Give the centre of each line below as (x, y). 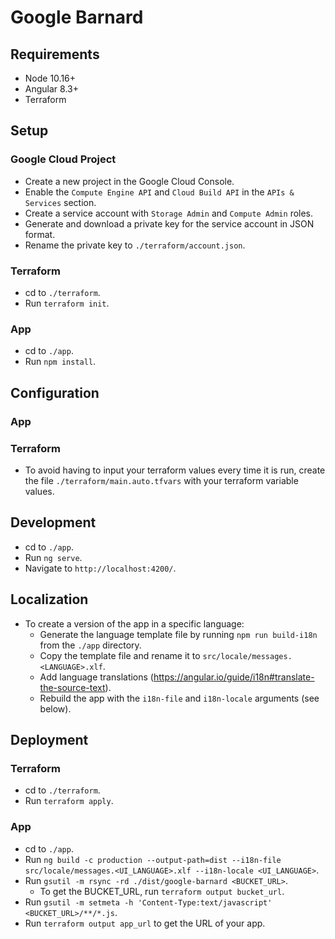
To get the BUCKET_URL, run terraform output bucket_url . (162, 891)
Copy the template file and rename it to (120, 655)
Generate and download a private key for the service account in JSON (169, 223)
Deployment (49, 739)
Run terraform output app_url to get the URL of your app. (145, 923)
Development (53, 522)
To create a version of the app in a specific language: (134, 623)
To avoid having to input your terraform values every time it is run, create (175, 470)
